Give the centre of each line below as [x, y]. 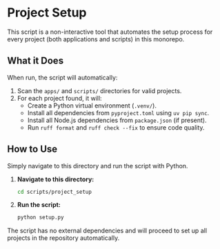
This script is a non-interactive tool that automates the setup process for [110, 32]
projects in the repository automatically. [63, 238]
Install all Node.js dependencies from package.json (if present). [117, 120]
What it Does [36, 61]
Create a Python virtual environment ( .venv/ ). [92, 106]
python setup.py [40, 218]
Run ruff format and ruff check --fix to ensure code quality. [116, 127]
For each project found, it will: [59, 98]
